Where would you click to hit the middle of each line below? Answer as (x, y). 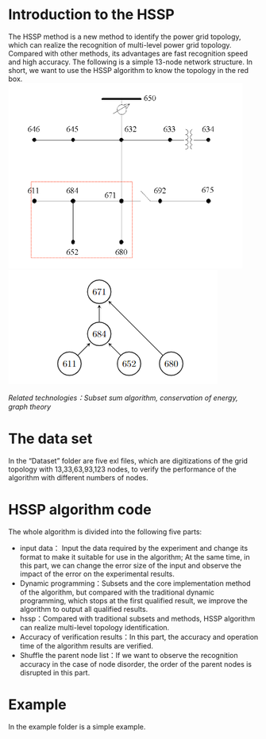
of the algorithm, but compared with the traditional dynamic (117, 592)
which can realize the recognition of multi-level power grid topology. (120, 44)
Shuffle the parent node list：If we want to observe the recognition (129, 655)
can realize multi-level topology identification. (94, 627)
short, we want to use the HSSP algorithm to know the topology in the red (128, 70)
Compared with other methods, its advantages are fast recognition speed (128, 53)
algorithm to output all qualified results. (84, 609)
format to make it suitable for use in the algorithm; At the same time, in (135, 556)
